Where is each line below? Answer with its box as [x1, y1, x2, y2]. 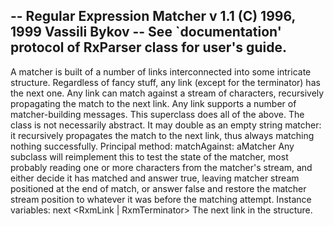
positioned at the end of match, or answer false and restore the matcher [10, 182, 307, 194]
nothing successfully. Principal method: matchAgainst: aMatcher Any [10, 140, 295, 152]
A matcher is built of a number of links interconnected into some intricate [10, 65, 312, 78]
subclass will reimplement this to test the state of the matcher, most [10, 150, 289, 163]
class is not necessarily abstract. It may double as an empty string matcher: [10, 119, 322, 131]
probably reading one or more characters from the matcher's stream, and [10, 161, 313, 173]
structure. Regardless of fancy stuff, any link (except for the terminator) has [10, 76, 321, 88]
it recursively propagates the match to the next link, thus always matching [10, 129, 315, 141]
